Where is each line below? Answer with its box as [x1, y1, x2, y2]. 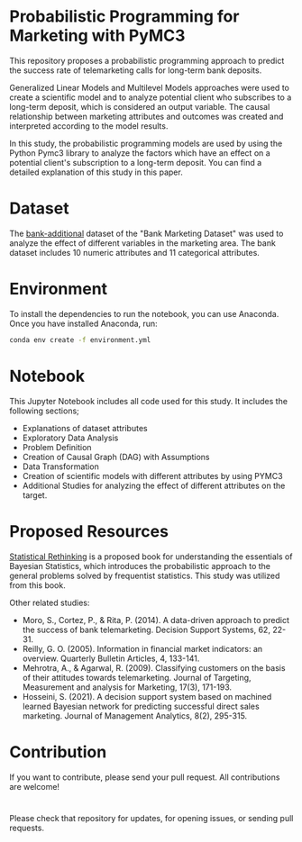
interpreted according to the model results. [9, 120, 169, 131]
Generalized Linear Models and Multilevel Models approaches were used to [9, 82, 290, 93]
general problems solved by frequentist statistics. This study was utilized [9, 570, 280, 581]
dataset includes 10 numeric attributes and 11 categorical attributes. [9, 247, 260, 258]
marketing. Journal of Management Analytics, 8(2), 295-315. [22, 710, 248, 721]
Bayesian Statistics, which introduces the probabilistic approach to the [9, 560, 270, 571]
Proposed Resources [9, 521, 169, 541]
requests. [9, 822, 45, 833]
